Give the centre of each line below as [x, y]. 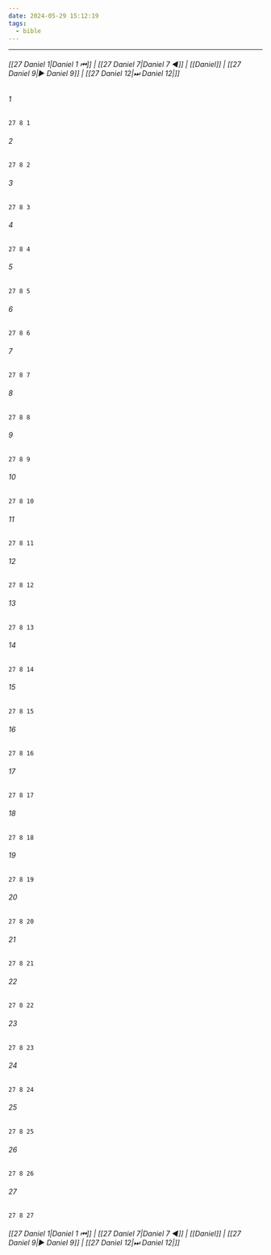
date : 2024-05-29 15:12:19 [54, 16]
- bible [29, 31]
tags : [17, 23]
